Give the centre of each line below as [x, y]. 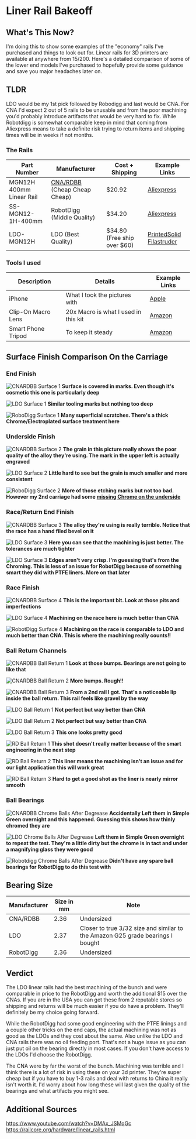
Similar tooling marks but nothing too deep [100, 404]
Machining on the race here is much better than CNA [114, 617]
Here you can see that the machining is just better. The [116, 542]
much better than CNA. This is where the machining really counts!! [88, 635]
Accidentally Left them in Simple [149, 813]
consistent [20, 479]
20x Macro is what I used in [104, 312]
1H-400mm [26, 221]
